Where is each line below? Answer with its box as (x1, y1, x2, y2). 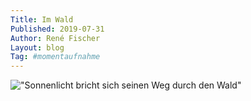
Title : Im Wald (10, 14, 74, 25)
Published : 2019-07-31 (10, 24, 105, 34)
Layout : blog (10, 42, 65, 53)
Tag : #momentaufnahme (10, 52, 101, 62)
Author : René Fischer (10, 33, 101, 43)
